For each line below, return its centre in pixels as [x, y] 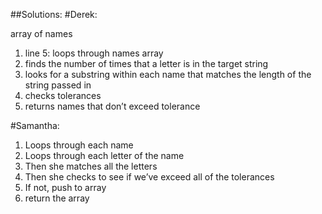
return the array [57, 198]
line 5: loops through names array [94, 53]
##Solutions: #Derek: [54, 14]
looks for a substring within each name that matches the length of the [168, 74]
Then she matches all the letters [91, 166]
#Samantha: [35, 125]
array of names [41, 33]
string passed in [58, 85]
